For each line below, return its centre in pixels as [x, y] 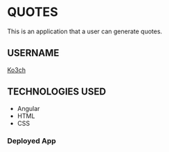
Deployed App [32, 141]
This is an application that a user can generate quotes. [85, 31]
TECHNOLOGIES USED [56, 92]
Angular [28, 108]
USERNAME [33, 53]
